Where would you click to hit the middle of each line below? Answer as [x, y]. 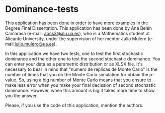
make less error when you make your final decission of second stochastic [81, 85]
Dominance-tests [42, 9]
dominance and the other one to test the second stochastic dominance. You [83, 58]
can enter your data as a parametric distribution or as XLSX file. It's [74, 64]
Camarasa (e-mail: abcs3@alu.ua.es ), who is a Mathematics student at [78, 33]
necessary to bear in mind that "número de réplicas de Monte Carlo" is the [81, 69]
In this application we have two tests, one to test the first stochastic [74, 54]
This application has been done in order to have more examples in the [77, 23]
